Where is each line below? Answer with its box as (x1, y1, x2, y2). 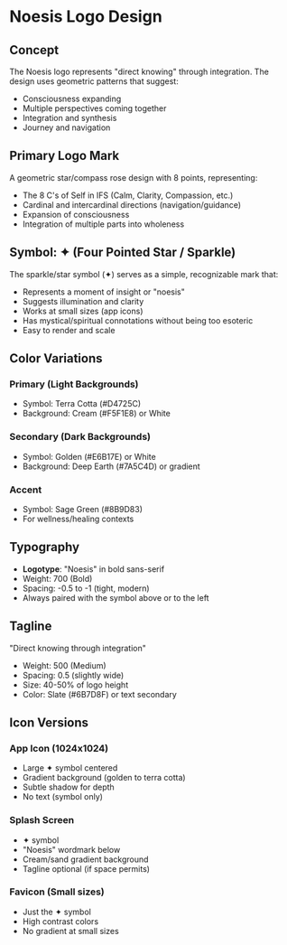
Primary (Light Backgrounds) (9, 378, 139, 390)
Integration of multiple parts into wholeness (22, 219, 185, 229)
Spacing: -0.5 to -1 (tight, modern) (22, 583, 151, 594)
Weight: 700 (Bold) (22, 573, 93, 584)
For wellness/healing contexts (22, 513, 134, 524)
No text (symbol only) (22, 791, 104, 802)
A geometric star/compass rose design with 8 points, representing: (9, 172, 258, 182)
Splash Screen (9, 814, 75, 827)
